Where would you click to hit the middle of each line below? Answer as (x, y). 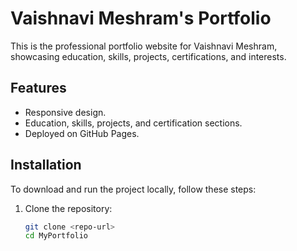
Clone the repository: (68, 208)
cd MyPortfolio (56, 236)
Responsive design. (65, 112)
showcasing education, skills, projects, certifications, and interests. (148, 56)
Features (38, 88)
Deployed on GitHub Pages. (82, 133)
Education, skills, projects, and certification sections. (133, 123)
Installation (46, 165)
